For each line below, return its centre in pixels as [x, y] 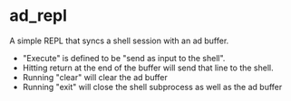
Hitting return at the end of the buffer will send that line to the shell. [148, 68]
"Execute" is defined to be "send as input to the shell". [124, 58]
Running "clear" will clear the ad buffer [95, 77]
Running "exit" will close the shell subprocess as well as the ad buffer [152, 87]
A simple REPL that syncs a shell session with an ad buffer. [119, 41]
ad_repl [39, 16]
